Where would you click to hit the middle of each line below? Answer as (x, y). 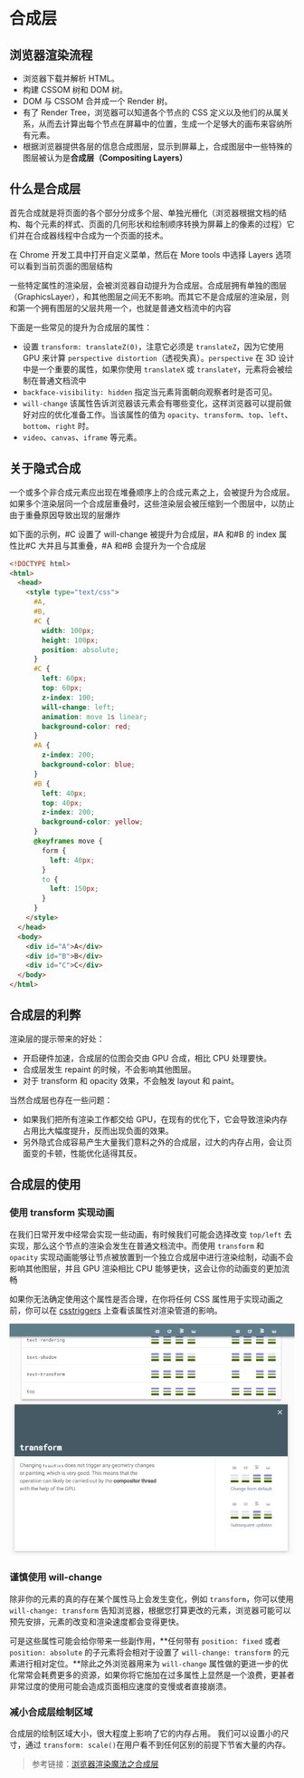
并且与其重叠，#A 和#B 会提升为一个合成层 (126, 545)
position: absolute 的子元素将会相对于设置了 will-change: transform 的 (146, 1652)
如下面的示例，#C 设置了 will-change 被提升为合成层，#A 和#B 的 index (143, 534)
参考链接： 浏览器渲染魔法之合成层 (95, 1763)
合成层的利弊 (45, 1016)
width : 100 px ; (68, 630)
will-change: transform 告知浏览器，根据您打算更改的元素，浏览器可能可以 (150, 1610)
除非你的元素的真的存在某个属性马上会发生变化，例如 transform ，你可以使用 (152, 1598)
